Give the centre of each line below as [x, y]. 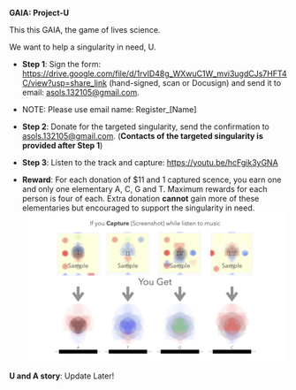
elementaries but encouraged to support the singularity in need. [138, 208]
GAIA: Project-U [39, 13]
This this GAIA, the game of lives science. [85, 30]
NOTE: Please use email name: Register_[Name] [109, 109]
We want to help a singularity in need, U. [83, 47]
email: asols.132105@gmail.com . [80, 92]
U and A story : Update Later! [62, 376]
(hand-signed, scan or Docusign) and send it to [195, 83]
